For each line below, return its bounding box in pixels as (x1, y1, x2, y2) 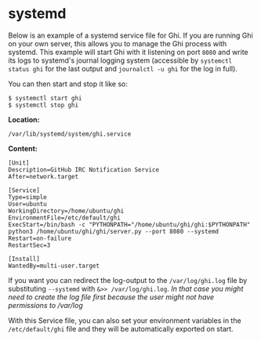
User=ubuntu (8, 200, 47, 208)
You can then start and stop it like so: (8, 79, 128, 89)
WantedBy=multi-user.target (8, 262, 100, 270)
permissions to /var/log (8, 300, 84, 310)
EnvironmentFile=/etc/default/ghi (8, 213, 121, 222)
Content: (8, 143, 38, 153)
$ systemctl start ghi (8, 94, 82, 102)
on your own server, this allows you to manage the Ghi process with (8, 38, 227, 48)
